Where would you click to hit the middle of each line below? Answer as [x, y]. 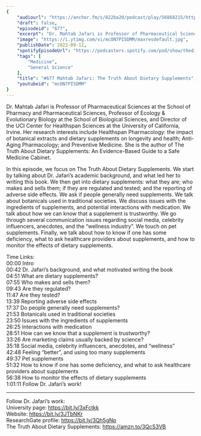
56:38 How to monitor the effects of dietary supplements [76, 377]
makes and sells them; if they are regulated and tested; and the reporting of [99, 188]
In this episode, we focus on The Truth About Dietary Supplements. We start [100, 169]
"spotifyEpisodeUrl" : [44, 51]
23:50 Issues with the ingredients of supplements [67, 320]
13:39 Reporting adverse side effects [51, 301]
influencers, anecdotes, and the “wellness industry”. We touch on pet [92, 226]
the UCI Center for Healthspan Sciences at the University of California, [93, 126]
